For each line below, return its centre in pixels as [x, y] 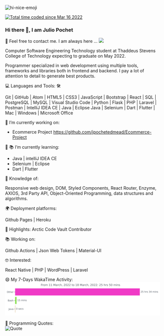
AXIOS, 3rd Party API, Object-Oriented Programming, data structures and [79, 193]
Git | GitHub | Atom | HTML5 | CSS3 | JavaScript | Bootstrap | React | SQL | [81, 97]
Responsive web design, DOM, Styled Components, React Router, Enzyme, [81, 188]
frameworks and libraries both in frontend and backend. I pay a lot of [75, 71]
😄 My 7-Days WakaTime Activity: [39, 280]
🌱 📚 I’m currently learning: [32, 147]
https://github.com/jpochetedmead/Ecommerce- [102, 132]
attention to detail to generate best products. [50, 76]
